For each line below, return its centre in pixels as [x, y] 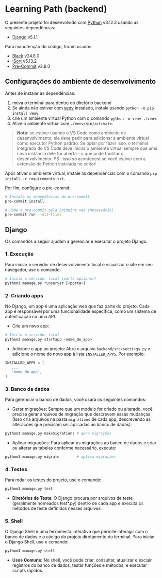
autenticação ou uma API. [31, 317]
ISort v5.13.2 [24, 61]
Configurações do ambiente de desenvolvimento [81, 81]
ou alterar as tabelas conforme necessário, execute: [64, 448]
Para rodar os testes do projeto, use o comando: [53, 480]
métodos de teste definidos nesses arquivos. [57, 508]
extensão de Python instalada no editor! [57, 163]
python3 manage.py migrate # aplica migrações [61, 457]
